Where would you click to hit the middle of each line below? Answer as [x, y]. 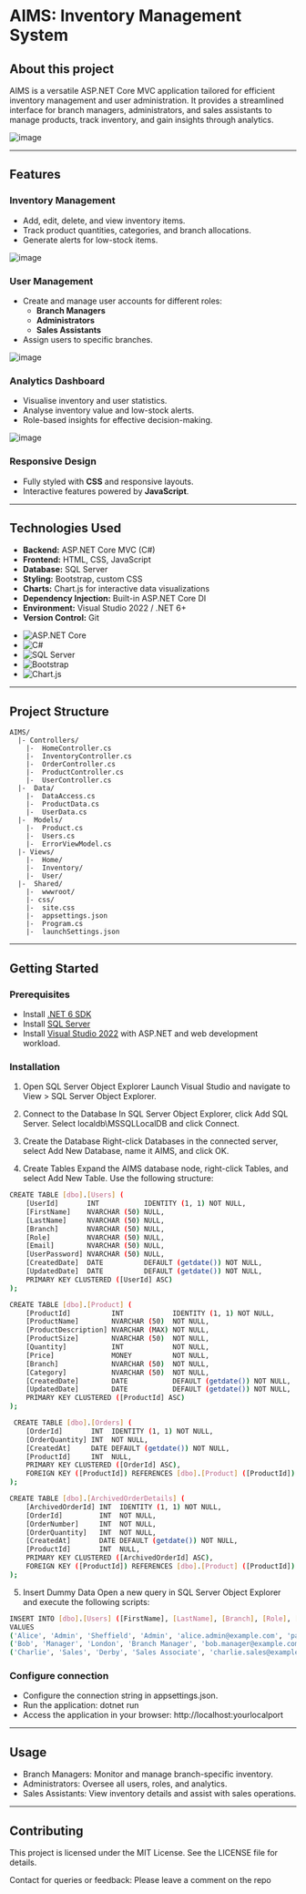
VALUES [22, 1627]
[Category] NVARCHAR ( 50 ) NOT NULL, [117, 1373]
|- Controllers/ [48, 741]
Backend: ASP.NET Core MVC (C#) [89, 550]
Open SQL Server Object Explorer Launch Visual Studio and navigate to [156, 1086]
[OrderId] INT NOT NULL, [91, 1515]
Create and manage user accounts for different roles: [122, 301]
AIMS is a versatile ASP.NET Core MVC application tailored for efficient [142, 91]
